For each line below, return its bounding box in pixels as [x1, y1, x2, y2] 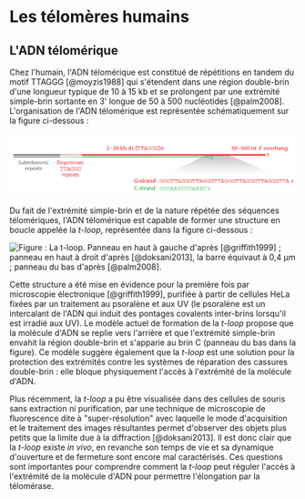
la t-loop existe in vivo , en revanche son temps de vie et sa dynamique [9, 442, 274, 453]
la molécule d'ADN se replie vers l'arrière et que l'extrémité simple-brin [9, 327, 276, 338]
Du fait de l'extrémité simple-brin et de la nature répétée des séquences [9, 205, 280, 216]
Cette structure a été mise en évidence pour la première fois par [9, 279, 250, 290]
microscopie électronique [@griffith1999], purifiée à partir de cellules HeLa [9, 289, 290, 300]
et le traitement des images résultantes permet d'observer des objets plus [9, 422, 287, 433]
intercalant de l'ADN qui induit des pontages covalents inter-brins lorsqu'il [9, 308, 287, 319]
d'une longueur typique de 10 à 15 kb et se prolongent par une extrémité [9, 87, 280, 97]
